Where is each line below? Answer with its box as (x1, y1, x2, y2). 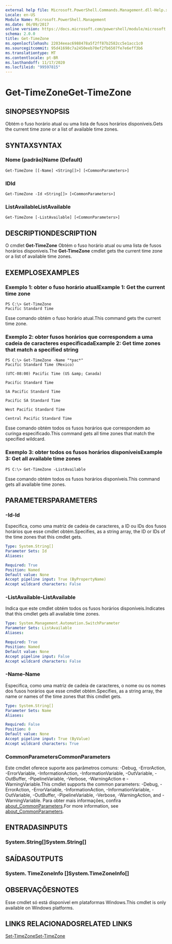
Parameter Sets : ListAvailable (5, 626, 72, 631)
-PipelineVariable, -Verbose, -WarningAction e (28, 776, 125, 782)
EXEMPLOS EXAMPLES (5, 268, 79, 277)
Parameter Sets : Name (5, 708, 52, 713)
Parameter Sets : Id (5, 549, 47, 554)
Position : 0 (5, 727, 31, 732)
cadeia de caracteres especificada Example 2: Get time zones (5, 339, 161, 346)
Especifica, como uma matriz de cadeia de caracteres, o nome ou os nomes (5, 682, 166, 688)
